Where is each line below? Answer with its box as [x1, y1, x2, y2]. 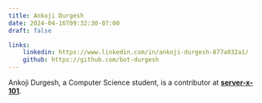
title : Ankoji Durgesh [8, 11, 84, 20]
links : [8, 41, 30, 49]
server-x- [220, 77, 254, 87]
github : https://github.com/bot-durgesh [22, 56, 159, 64]
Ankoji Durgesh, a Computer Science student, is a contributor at [8, 77, 220, 87]
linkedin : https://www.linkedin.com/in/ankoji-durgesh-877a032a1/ [22, 49, 249, 57]
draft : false [8, 26, 52, 34]
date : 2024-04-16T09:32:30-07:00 [8, 19, 120, 27]
